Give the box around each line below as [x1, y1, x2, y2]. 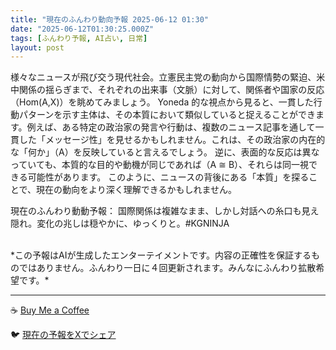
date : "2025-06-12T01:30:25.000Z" [10, 24, 155, 34]
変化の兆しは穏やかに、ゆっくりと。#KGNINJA [36, 217, 230, 230]
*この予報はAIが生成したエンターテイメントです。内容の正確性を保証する [10, 249, 312, 261]
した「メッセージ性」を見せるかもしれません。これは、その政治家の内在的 [18, 134, 326, 146]
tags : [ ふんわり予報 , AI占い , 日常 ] [10, 33, 148, 43]
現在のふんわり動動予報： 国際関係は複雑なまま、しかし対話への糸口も [10, 205, 302, 217]
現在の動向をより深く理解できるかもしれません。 [36, 184, 238, 196]
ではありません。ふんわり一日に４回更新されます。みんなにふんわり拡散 [18, 262, 317, 274]
